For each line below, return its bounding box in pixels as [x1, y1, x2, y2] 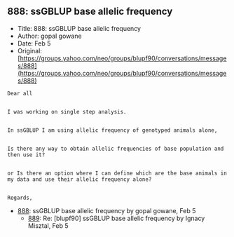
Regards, [7, 194, 33, 201]
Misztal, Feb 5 [27, 221, 69, 230]
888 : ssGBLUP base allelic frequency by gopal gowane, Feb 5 [17, 206, 196, 215]
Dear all [7, 90, 33, 97]
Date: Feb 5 [17, 39, 51, 48]
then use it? [7, 151, 46, 158]
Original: [17, 46, 42, 55]
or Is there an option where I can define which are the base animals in [7, 170, 228, 177]
